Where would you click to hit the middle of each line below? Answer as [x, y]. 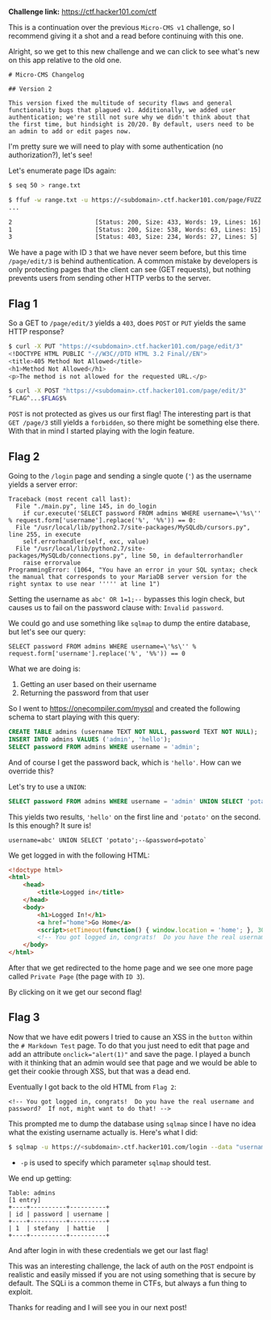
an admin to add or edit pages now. [70, 132]
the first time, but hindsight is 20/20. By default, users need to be [131, 124]
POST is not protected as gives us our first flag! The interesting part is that [130, 414]
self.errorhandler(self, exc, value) [86, 542]
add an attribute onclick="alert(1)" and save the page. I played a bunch [129, 1054]
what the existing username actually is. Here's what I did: [103, 1132]
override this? [31, 771]
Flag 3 [24, 1018]
